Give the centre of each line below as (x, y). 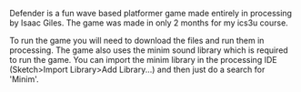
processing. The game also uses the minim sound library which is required (149, 50)
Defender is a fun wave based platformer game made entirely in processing (151, 13)
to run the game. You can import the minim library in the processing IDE (143, 60)
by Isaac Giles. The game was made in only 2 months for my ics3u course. (149, 23)
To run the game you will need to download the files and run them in (137, 41)
